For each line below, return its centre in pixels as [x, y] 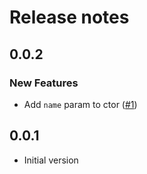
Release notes [69, 17]
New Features [44, 83]
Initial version [51, 160]
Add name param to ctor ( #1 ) [80, 104]
